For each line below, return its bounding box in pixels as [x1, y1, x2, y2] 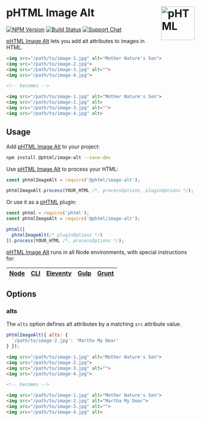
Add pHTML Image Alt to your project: [6, 143, 100, 150]
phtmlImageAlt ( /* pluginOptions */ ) [11, 232, 103, 238]
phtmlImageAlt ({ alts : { [6, 332, 68, 338]
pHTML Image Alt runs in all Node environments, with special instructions [6, 249, 187, 256]
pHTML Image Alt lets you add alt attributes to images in [6, 37, 145, 44]
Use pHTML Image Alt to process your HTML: [6, 165, 118, 172]
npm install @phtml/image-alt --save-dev [6, 155, 111, 160]
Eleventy [46, 269, 72, 277]
